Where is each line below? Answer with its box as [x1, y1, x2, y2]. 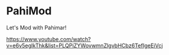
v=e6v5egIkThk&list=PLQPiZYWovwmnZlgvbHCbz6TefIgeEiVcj [6, 42, 163, 49]
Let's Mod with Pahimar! [6, 24, 67, 31]
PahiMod [6, 4, 52, 18]
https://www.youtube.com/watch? [6, 35, 91, 42]
